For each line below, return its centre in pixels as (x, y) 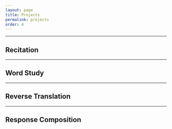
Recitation (22, 50)
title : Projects (23, 15)
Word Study (25, 73)
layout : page (19, 10)
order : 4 (15, 24)
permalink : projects (27, 19)
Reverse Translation (38, 96)
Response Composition (43, 120)
